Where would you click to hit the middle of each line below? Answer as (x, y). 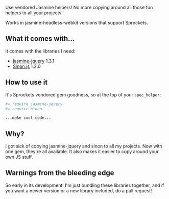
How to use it (27, 82)
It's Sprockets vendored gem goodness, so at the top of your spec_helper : (83, 94)
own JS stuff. (19, 157)
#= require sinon (24, 109)
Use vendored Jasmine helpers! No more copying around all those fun (79, 7)
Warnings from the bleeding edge (60, 173)
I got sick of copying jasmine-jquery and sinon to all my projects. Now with (84, 146)
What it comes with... (40, 39)
